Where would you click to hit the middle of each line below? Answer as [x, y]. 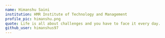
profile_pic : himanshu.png [33, 19]
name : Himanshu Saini [27, 10]
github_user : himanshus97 [32, 28]
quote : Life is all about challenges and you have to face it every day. [83, 23]
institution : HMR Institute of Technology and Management [66, 14]
